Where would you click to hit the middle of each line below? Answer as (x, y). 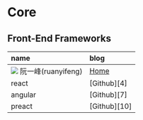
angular (24, 95)
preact (22, 106)
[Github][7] (108, 95)
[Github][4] (108, 83)
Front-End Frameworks (59, 38)
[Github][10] (111, 106)
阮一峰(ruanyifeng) (51, 71)
